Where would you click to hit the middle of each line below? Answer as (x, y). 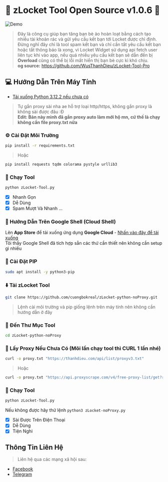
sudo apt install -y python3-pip (40, 272)
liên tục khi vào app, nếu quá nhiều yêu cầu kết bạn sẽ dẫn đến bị (85, 55)
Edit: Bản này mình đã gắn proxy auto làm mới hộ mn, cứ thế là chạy (89, 117)
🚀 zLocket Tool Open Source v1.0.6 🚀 (83, 10)
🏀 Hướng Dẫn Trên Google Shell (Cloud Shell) (60, 222)
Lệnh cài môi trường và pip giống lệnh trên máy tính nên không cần (86, 307)
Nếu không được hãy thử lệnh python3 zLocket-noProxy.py (65, 410)
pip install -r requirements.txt (40, 146)
